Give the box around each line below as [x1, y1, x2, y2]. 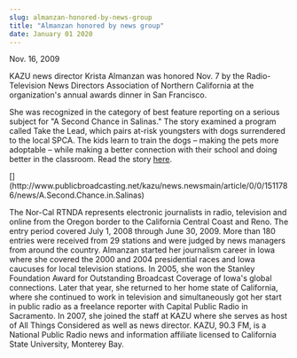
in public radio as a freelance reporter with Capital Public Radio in [9, 301, 248, 312]
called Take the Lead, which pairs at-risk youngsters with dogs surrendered [9, 126, 286, 136]
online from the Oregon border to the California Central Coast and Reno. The [9, 216, 289, 227]
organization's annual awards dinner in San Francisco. [9, 89, 207, 100]
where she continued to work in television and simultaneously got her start [9, 292, 282, 302]
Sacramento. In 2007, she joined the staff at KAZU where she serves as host [9, 311, 288, 322]
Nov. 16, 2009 [9, 54, 60, 65]
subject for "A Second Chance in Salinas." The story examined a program [9, 116, 277, 127]
